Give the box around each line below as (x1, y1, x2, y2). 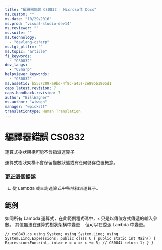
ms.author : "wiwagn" (5, 100, 48, 105)
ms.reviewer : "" (5, 26, 39, 31)
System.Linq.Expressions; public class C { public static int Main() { (5, 236, 156, 241)
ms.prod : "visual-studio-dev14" (5, 21, 72, 26)
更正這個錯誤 (5, 173, 36, 180)
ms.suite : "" (5, 30, 32, 35)
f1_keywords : (5, 53, 32, 59)
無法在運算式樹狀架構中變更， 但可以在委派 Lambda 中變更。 (23, 221, 148, 227)
